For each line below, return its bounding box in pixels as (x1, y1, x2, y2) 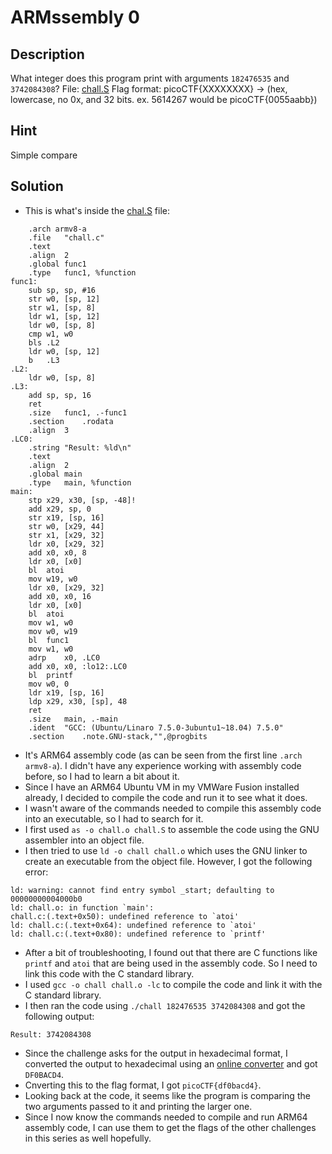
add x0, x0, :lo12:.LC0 (28, 661, 128, 671)
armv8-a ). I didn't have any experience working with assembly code (24, 759, 302, 771)
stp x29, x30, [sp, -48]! (28, 495, 137, 505)
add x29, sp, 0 (28, 504, 92, 514)
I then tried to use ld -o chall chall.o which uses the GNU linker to (24, 844, 308, 856)
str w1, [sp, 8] (28, 302, 97, 313)
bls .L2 (28, 337, 60, 348)
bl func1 (28, 635, 70, 645)
